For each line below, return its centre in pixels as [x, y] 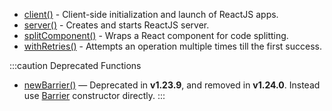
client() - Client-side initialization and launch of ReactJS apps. [151, 14]
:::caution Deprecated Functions [75, 65]
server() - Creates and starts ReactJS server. [116, 25]
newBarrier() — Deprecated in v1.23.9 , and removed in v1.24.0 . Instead [172, 85]
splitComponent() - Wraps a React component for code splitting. [156, 35]
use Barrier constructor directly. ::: [94, 95]
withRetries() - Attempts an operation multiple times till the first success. [172, 46]
